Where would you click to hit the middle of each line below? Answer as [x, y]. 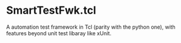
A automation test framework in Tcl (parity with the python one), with [91, 27]
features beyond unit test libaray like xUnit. [59, 33]
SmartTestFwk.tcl [51, 10]
